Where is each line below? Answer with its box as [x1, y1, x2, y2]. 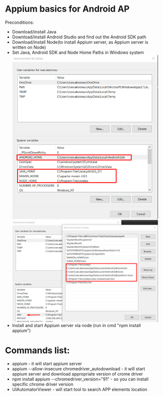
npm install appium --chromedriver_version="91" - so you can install [12, 376, 149, 382]
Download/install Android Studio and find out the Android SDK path [12, 34, 147, 40]
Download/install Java [12, 29, 57, 34]
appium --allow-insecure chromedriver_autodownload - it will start [12, 366, 146, 372]
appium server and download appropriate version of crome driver [12, 371, 143, 377]
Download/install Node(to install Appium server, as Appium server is [12, 39, 148, 45]
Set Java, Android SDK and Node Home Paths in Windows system [12, 49, 144, 55]
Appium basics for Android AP [5, 3, 130, 15]
